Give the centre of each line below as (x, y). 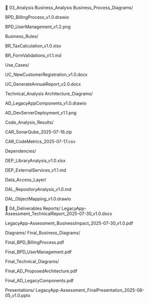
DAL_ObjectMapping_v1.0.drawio (38, 199)
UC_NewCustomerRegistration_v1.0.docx (46, 75)
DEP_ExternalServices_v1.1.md (36, 170)
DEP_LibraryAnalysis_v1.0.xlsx (35, 161)
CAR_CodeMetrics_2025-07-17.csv (40, 141)
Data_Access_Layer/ (26, 180)
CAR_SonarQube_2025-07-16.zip (39, 132)
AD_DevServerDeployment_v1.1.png (41, 113)
